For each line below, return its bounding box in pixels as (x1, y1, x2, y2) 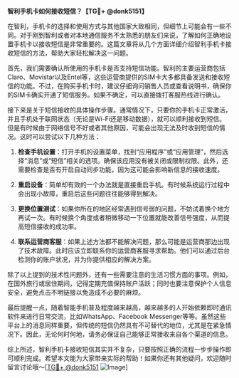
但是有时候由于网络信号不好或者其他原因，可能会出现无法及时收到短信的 (7, 124, 219, 132)
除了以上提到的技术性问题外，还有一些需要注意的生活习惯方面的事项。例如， (7, 271, 232, 278)
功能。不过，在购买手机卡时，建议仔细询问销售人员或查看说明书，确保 (19, 82, 225, 90)
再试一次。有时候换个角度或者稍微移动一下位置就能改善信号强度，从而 (17, 214, 224, 221)
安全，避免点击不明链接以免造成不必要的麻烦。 (7, 288, 144, 296)
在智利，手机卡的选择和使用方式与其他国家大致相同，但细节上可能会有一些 (7, 22, 225, 31)
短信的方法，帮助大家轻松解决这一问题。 (13, 49, 132, 57)
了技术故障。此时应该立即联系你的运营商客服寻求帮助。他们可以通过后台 (17, 246, 230, 255)
